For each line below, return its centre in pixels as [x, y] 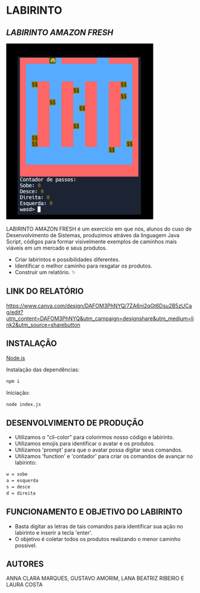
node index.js [24, 404]
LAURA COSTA [24, 585]
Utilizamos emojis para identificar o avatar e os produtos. [85, 444]
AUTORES [25, 564]
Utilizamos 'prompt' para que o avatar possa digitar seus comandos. [99, 450]
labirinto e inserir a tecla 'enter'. [54, 533]
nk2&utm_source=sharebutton [43, 325]
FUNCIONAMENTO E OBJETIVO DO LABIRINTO [94, 512]
